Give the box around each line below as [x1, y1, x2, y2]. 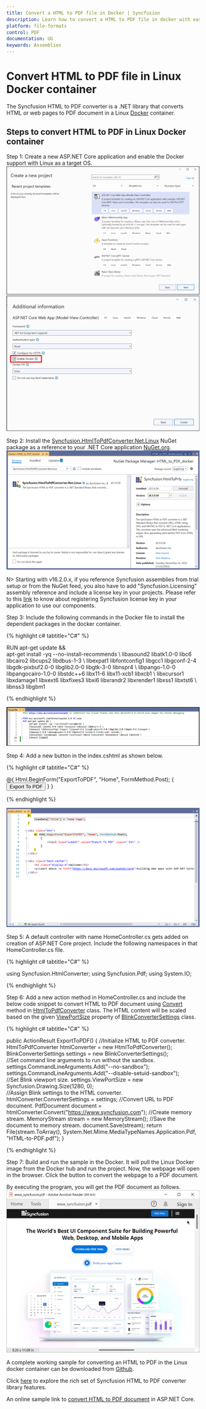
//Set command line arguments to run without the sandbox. [6, 1056, 155, 1063]
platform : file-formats [6, 23, 67, 29]
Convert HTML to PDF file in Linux [6, 69, 182, 83]
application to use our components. [6, 602, 96, 609]
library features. [6, 1384, 47, 1391]
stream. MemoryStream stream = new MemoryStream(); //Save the [6, 1115, 176, 1122]
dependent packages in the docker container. [6, 620, 121, 628]
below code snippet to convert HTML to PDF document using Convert [6, 1000, 183, 1008]
